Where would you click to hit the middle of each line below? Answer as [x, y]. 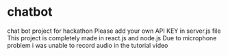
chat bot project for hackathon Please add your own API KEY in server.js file [114, 31]
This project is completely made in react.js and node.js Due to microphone [112, 38]
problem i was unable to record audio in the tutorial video [88, 45]
